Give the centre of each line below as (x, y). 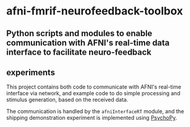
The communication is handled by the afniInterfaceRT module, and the (95, 111)
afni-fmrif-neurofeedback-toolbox (95, 11)
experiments (31, 73)
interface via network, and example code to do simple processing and (93, 93)
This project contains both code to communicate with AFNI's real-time (94, 87)
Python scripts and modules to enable (79, 33)
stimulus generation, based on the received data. (67, 100)
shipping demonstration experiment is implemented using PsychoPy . (92, 118)
